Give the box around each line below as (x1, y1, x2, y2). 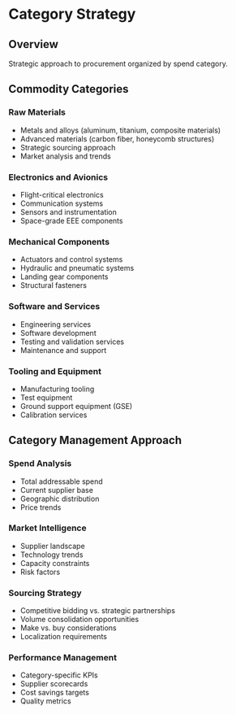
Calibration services (19, 410, 88, 420)
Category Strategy (8, 5, 136, 24)
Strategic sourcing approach (19, 142, 116, 152)
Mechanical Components (8, 236, 110, 247)
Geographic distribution (19, 494, 100, 503)
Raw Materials (8, 107, 67, 118)
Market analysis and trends (19, 151, 111, 161)
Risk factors (19, 567, 61, 577)
